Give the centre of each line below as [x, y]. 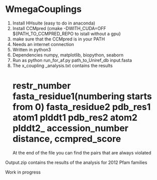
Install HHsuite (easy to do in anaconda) [54, 23]
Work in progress [23, 172]
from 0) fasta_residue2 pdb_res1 [82, 107]
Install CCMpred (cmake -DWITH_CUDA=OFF [59, 28]
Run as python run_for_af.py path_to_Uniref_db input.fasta [72, 60]
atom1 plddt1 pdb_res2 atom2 [75, 118]
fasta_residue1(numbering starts [82, 96]
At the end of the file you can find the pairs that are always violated [82, 152]
